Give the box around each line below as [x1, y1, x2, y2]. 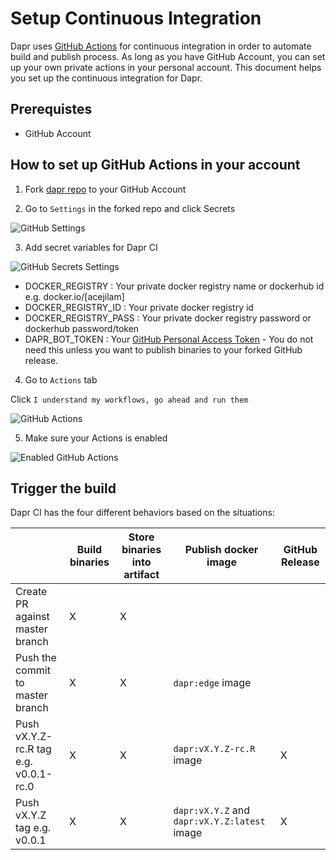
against [15, 610, 50, 624]
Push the [15, 651, 57, 665]
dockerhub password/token [24, 322, 140, 334]
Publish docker [184, 543, 259, 557]
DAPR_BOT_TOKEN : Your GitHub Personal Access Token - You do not [24, 333, 314, 345]
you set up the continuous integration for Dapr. [10, 72, 203, 84]
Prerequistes [10, 101, 93, 118]
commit [15, 663, 51, 677]
